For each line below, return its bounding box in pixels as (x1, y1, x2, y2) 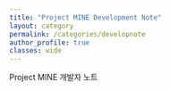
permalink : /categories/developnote (9, 29, 146, 38)
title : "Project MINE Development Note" (9, 12, 163, 22)
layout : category (9, 21, 74, 30)
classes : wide (9, 46, 63, 55)
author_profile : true (9, 37, 90, 47)
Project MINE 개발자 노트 (9, 72, 98, 83)
